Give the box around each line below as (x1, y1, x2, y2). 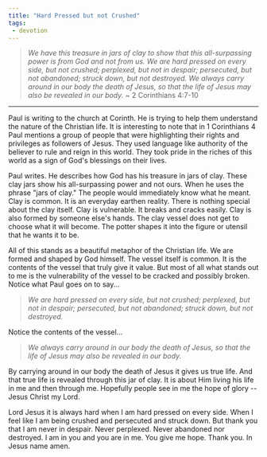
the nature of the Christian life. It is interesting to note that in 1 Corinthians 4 (8, 122, 256, 131)
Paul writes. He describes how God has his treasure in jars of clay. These (8, 171, 248, 181)
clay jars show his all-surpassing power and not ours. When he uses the (8, 180, 245, 189)
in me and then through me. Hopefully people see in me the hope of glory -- (8, 384, 257, 393)
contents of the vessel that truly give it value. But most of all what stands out (8, 263, 259, 272)
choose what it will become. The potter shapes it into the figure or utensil (8, 222, 248, 232)
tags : (8, 19, 26, 27)
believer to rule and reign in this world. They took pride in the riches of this (8, 147, 253, 157)
